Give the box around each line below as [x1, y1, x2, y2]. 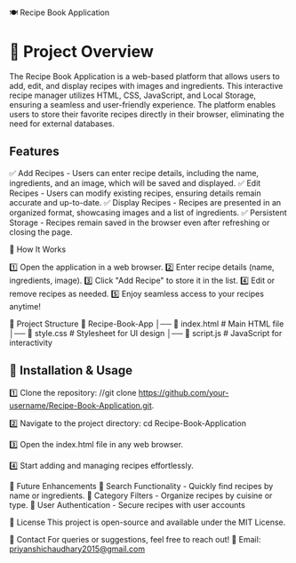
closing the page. [9, 226, 73, 237]
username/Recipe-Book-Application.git [9, 399, 153, 411]
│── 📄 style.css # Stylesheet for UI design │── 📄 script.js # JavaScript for [9, 327, 283, 338]
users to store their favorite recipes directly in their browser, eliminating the [9, 109, 284, 119]
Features [9, 144, 60, 159]
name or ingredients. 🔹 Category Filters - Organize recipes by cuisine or [9, 490, 273, 501]
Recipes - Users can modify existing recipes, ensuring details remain [9, 188, 261, 198]
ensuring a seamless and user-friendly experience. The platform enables [9, 99, 276, 109]
